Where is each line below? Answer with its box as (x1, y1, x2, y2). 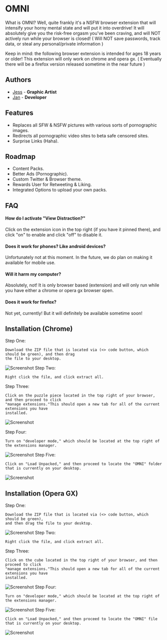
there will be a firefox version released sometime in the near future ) (5, 61, 145, 67)
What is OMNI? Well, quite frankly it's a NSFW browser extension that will (5, 19, 156, 25)
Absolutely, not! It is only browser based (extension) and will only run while (5, 282, 159, 288)
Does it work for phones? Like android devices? (5, 243, 106, 249)
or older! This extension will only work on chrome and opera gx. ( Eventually (5, 55, 162, 61)
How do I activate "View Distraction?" (5, 215, 86, 221)
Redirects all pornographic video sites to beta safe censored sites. (12, 132, 149, 138)
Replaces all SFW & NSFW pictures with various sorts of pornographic (12, 122, 157, 128)
